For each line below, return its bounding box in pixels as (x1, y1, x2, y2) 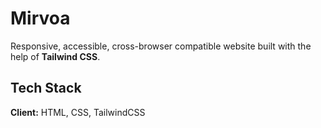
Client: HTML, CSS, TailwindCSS (10, 106, 146, 118)
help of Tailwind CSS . (10, 50, 101, 62)
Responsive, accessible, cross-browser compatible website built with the (10, 40, 312, 52)
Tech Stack (10, 80, 82, 97)
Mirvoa (10, 7, 71, 30)
